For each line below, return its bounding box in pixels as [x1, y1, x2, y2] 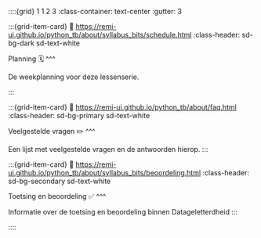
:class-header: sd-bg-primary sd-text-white [8, 111, 150, 120]
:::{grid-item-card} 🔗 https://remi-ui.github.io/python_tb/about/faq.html [8, 103, 237, 112]
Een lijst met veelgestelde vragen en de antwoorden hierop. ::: [8, 145, 208, 153]
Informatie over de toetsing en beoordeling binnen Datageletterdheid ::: [8, 207, 237, 216]
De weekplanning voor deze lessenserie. [8, 72, 140, 81]
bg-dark [8, 38, 35, 48]
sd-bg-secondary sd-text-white [8, 176, 111, 186]
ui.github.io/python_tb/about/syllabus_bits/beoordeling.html [8, 168, 201, 177]
